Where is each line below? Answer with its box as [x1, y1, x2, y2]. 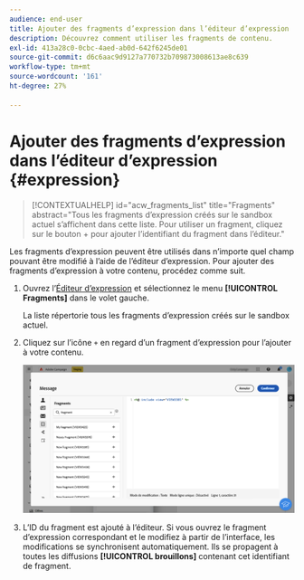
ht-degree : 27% [9, 81, 67, 90]
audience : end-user [9, 14, 83, 24]
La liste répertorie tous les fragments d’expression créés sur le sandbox [22, 309, 290, 320]
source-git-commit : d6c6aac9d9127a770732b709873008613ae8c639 [9, 52, 249, 62]
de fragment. [22, 560, 71, 571]
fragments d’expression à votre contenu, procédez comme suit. [9, 265, 246, 276]
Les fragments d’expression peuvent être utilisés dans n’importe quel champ [9, 245, 295, 257]
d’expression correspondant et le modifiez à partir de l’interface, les [22, 531, 276, 542]
